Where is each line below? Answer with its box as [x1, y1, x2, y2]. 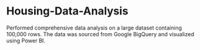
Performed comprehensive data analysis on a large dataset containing [6, 24, 182, 31]
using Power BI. [6, 37, 46, 44]
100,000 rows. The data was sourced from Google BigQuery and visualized [6, 30, 195, 37]
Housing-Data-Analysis [6, 4, 129, 18]
